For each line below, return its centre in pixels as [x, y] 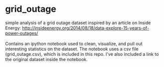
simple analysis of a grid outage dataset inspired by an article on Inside [78, 23]
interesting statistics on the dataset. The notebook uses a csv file [72, 49]
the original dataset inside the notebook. [46, 59]
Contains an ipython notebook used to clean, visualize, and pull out [74, 43]
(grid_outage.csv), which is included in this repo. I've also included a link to [82, 54]
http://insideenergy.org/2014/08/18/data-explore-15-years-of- [86, 28]
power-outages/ [22, 33]
